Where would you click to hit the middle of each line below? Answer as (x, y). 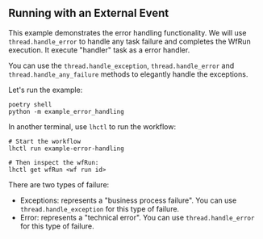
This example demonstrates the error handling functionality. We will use (127, 32)
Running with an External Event (89, 13)
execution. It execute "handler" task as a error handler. (99, 50)
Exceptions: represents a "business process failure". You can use (128, 200)
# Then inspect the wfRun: (54, 162)
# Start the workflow (45, 141)
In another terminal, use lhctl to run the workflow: (92, 126)
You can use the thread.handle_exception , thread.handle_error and (121, 65)
